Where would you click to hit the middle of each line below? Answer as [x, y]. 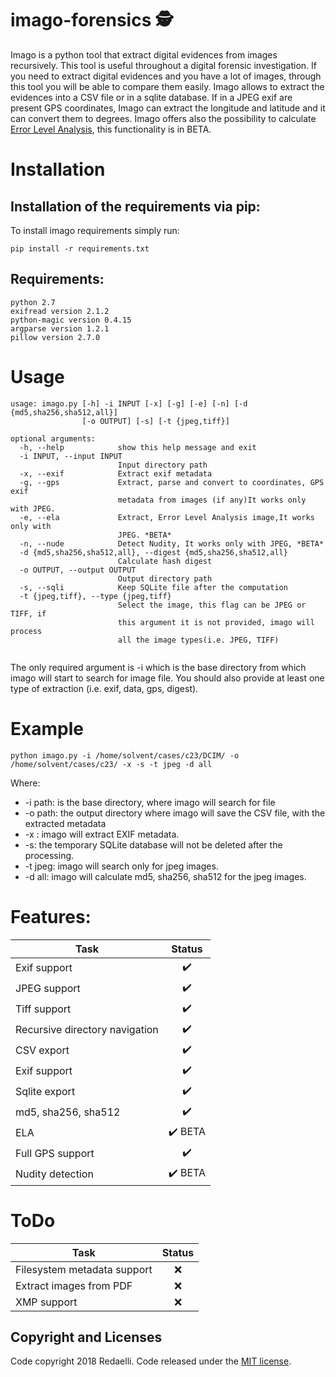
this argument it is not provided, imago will [216, 622]
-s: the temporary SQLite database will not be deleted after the [153, 844]
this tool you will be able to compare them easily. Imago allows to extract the [167, 86]
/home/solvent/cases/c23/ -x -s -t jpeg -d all [111, 764]
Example [47, 728]
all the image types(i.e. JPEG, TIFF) [198, 640]
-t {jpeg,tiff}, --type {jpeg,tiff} [95, 596]
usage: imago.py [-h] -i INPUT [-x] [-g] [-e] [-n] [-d [129, 403]
